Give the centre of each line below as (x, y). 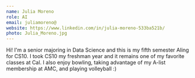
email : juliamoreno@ (32, 22)
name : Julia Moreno (30, 11)
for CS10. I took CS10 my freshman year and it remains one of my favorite (95, 56)
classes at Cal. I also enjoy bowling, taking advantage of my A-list (86, 63)
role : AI (17, 17)
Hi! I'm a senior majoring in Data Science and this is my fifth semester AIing (97, 50)
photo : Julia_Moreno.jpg (37, 33)
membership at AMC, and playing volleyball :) (61, 69)
